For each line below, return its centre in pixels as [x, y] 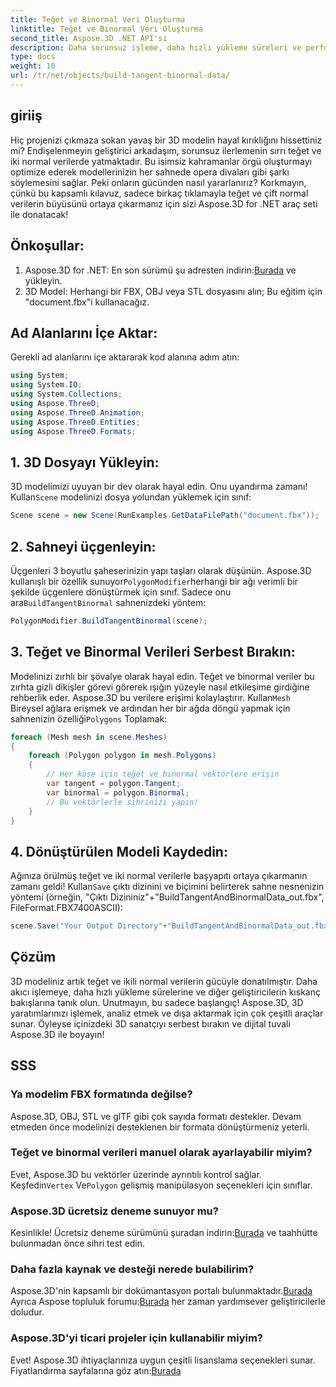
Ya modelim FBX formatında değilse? [101, 1094]
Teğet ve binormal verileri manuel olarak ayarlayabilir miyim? [161, 1153]
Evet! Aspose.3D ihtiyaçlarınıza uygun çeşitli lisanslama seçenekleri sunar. [163, 1360]
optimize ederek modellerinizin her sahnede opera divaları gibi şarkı [150, 172]
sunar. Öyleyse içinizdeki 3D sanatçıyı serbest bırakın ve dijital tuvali [150, 1023]
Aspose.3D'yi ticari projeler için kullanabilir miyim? [137, 1338]
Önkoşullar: [47, 246]
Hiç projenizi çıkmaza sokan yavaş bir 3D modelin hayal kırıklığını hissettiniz [166, 140]
